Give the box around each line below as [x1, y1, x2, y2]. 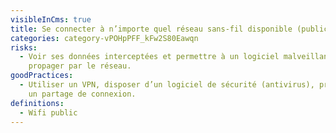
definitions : [10, 98, 65, 108]
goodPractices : [10, 71, 74, 81]
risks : [10, 42, 38, 53]
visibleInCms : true [10, 14, 92, 25]
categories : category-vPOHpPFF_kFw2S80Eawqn [10, 33, 199, 43]
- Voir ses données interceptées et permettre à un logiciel [19, 52, 280, 62]
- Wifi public [19, 107, 78, 118]
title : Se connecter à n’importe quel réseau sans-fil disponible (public [10, 24, 329, 34]
